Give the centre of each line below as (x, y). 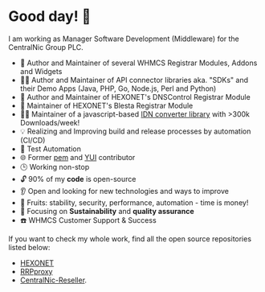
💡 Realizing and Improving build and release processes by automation (135, 131)
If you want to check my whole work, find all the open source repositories (130, 239)
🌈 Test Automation (51, 149)
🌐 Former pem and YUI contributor (77, 157)
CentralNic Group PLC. (46, 47)
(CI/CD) (33, 140)
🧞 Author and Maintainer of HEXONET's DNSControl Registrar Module (135, 97)
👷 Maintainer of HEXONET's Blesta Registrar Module (106, 105)
